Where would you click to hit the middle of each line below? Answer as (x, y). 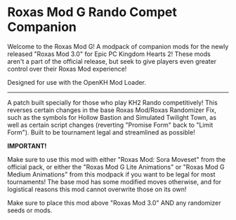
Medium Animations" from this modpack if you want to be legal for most (111, 174)
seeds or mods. (30, 210)
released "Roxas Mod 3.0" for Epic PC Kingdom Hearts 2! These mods (109, 54)
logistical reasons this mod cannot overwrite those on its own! (97, 189)
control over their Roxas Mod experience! (67, 69)
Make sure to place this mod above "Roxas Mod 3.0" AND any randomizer (114, 202)
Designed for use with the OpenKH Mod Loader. (77, 82)
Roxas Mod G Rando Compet (92, 12)
